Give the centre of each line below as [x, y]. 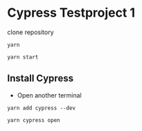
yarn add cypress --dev [42, 108]
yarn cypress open [34, 120]
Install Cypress [41, 78]
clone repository [30, 32]
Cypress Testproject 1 [71, 13]
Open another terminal [49, 95]
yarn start [23, 57]
